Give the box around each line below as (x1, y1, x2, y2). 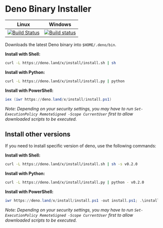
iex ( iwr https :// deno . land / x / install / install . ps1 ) (5, 97, 112, 102)
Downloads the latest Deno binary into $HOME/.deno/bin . (5, 41, 116, 47)
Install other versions (5, 130, 71, 138)
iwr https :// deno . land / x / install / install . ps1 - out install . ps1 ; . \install (5, 198, 160, 203)
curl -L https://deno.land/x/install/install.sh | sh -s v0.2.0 (5, 162, 138, 167)
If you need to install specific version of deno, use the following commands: (5, 143, 157, 149)
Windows (49, 21, 71, 28)
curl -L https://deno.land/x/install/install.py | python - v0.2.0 (5, 180, 145, 185)
